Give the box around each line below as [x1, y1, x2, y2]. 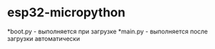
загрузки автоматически [7, 34, 80, 42]
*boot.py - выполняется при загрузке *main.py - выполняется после [7, 27, 209, 35]
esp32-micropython [7, 5, 126, 20]
